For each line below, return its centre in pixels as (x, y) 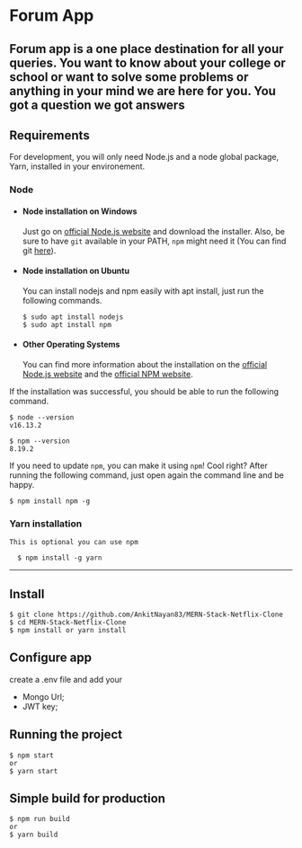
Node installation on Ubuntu (76, 271)
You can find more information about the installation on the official (145, 364)
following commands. (62, 300)
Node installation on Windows (80, 211)
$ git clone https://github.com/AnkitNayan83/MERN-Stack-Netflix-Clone (146, 615)
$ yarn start (34, 771)
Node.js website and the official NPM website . (107, 374)
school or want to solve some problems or (129, 77)
